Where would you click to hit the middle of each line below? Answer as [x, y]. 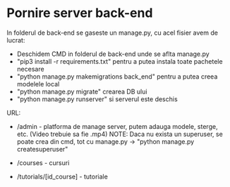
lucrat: [16, 40]
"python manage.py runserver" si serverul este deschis [97, 99]
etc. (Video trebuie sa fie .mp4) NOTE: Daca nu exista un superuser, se [120, 134]
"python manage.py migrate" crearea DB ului [82, 91]
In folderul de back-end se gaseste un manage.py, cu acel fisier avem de [112, 33]
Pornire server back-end [80, 13]
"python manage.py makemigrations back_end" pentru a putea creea [117, 76]
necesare [30, 69]
